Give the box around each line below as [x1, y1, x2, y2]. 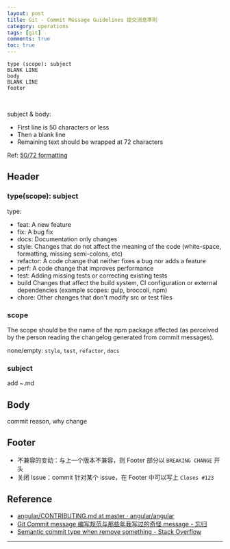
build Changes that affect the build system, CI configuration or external [16, 278, 218, 286]
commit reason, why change [7, 417, 88, 426]
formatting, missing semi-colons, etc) [16, 249, 123, 258]
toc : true [7, 42, 36, 49]
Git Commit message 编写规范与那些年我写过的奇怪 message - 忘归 [16, 520, 207, 528]
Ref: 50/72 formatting [7, 151, 68, 159]
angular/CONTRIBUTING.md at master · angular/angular [16, 511, 175, 520]
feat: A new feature [16, 220, 72, 228]
